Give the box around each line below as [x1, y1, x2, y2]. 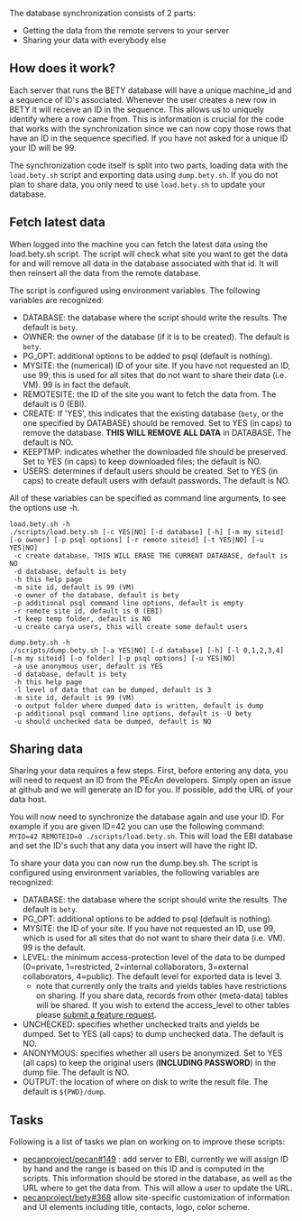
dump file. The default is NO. [22, 1067, 130, 1078]
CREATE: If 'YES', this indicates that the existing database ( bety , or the [22, 408, 284, 419]
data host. [9, 794, 47, 805]
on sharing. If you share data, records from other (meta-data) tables [35, 990, 288, 1001]
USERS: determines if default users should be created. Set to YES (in [22, 465, 279, 476]
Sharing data [9, 742, 84, 757]
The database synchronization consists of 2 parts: [9, 8, 197, 18]
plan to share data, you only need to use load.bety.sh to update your [9, 179, 266, 190]
